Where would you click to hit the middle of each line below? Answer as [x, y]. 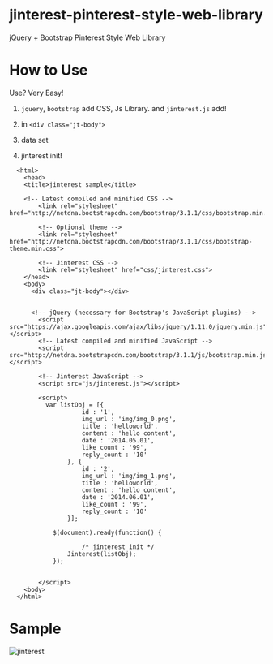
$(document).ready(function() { [107, 532]
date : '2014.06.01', [118, 497]
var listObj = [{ [75, 405]
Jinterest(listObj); [102, 554]
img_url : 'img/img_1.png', [129, 476]
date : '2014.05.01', [118, 440]
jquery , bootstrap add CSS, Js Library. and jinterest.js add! [124, 108]
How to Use [49, 70]
